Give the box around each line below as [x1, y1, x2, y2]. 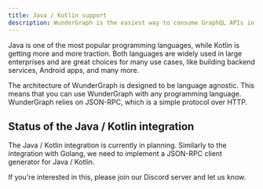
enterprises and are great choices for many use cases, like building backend [8, 56, 255, 67]
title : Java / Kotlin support [8, 11, 108, 20]
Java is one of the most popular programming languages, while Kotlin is [8, 40, 240, 49]
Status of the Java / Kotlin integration [8, 119, 195, 133]
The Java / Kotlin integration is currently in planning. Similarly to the [8, 140, 227, 150]
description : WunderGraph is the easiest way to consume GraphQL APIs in [8, 19, 255, 27]
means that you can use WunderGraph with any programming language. [8, 89, 242, 98]
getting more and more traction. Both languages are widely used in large [8, 49, 243, 58]
